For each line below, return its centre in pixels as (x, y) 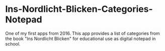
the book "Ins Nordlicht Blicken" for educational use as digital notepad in (80, 39)
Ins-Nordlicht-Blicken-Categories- (79, 9)
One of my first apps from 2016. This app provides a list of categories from (82, 33)
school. (13, 44)
